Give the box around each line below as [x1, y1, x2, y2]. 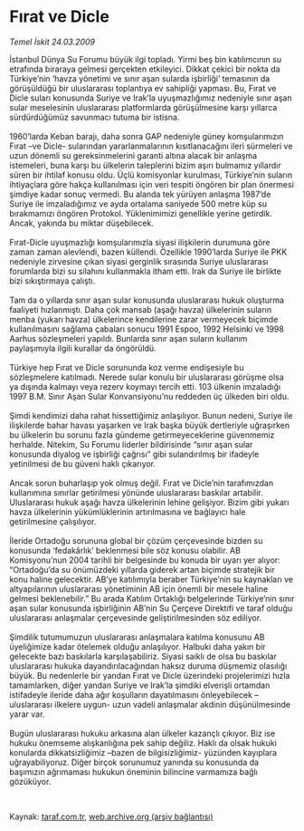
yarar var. [9, 709, 45, 720]
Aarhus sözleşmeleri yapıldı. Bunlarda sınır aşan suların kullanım [9, 333, 248, 343]
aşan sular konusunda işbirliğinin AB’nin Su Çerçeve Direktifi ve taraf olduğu [9, 603, 293, 614]
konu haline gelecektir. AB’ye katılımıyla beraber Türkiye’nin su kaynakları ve [9, 574, 294, 585]
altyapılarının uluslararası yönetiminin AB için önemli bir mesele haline [9, 583, 269, 594]
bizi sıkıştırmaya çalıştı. [9, 275, 96, 286]
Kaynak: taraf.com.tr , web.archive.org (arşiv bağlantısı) [9, 811, 214, 822]
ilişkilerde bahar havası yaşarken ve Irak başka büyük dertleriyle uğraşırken [9, 420, 290, 430]
